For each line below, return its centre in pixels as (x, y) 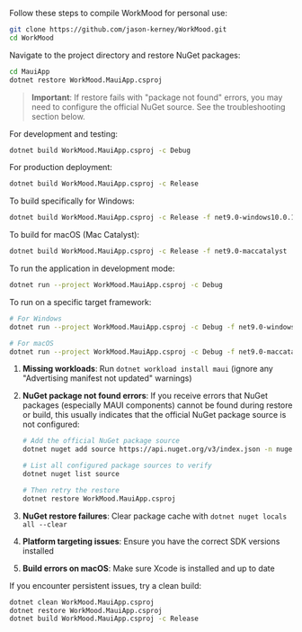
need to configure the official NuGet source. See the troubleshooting (158, 106)
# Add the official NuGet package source (101, 441)
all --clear (44, 524)
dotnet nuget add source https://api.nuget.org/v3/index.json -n (147, 449)
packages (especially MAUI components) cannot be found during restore (157, 405)
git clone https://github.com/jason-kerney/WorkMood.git (118, 30)
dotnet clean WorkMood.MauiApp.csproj (82, 602)
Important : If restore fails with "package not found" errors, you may (157, 97)
